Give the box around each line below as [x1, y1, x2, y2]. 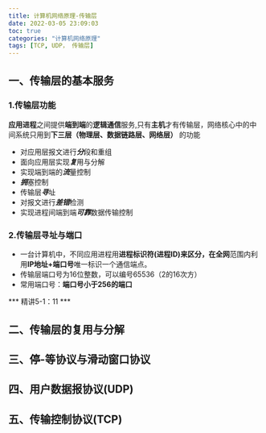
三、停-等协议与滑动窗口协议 [8, 352, 151, 366]
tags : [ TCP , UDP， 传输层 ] [8, 42, 94, 50]
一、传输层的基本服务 [8, 73, 114, 87]
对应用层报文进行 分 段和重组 [19, 147, 113, 156]
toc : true [8, 27, 42, 35]
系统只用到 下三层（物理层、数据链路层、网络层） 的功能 [14, 130, 201, 139]
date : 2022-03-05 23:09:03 [8, 19, 99, 27]
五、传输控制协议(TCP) [8, 412, 123, 426]
